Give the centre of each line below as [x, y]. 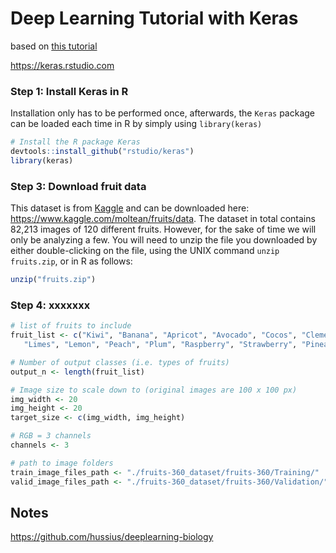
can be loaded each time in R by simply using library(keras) [136, 124]
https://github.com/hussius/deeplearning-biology [112, 537]
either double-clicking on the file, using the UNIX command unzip [145, 251]
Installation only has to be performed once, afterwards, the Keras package [163, 113]
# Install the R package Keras [75, 142]
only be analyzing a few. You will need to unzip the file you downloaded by [164, 240]
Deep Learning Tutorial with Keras [154, 18]
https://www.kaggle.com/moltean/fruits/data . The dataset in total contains [163, 219]
